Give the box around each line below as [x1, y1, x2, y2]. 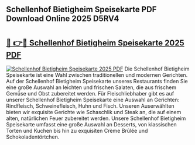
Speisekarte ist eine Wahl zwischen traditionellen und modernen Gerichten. [6, 72, 188, 78]
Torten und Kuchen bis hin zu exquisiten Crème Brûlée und [6, 128, 148, 134]
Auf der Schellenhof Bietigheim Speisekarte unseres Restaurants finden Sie [6, 78, 189, 84]
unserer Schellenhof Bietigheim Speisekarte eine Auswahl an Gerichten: [6, 96, 180, 103]
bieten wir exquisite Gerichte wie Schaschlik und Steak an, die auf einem [6, 109, 182, 115]
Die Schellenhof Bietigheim [124, 65, 190, 72]
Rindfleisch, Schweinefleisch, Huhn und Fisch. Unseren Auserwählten [6, 102, 175, 109]
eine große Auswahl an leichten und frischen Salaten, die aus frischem [6, 84, 177, 91]
